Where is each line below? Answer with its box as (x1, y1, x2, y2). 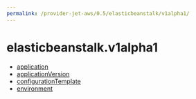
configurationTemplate (16, 77, 81, 85)
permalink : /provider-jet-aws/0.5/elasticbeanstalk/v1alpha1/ (6, 10, 190, 17)
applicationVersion (16, 69, 70, 78)
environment (16, 84, 53, 93)
